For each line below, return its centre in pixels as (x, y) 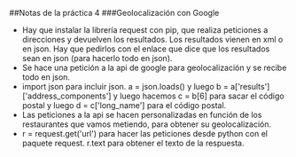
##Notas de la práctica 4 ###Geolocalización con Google (114, 13)
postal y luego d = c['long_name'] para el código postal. (124, 105)
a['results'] (250, 86)
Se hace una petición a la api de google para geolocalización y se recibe (154, 67)
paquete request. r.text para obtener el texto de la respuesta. (133, 143)
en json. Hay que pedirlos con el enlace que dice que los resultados (146, 49)
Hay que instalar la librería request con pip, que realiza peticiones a (145, 30)
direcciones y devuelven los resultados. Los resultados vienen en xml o (152, 39)
